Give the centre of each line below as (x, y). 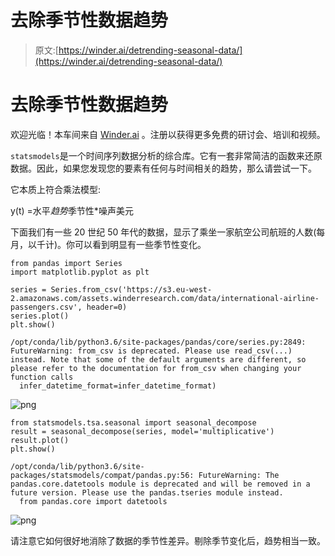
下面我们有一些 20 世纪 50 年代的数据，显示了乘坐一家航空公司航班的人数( (163, 232)
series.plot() (40, 316)
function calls (42, 377)
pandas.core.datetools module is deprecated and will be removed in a (160, 484)
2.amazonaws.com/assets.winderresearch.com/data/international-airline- (165, 298)
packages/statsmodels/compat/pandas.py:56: (102, 475)
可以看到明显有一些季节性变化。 (140, 244)
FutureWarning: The (239, 475)
